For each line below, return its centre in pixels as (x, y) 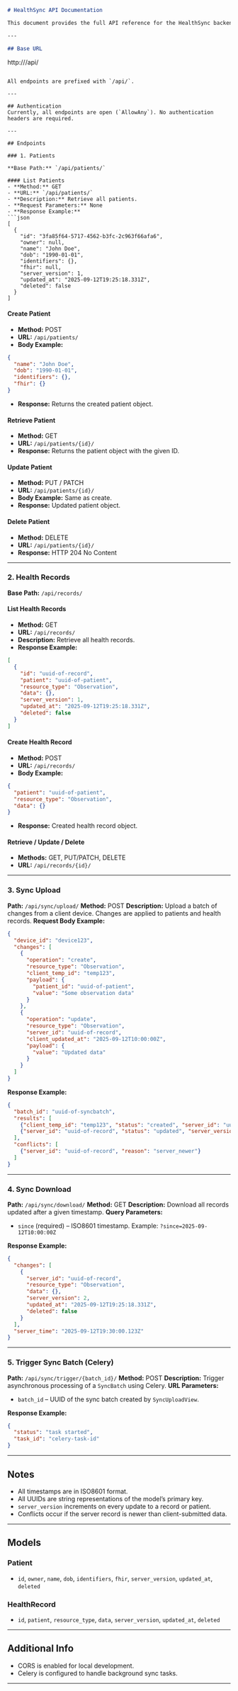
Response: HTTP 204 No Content (67, 552)
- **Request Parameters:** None (55, 205)
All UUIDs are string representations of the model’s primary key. (110, 1498)
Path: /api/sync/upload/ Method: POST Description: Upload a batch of (112, 906)
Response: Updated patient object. (69, 506)
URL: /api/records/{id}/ (54, 865)
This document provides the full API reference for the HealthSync (109, 23)
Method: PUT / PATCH (51, 483)
